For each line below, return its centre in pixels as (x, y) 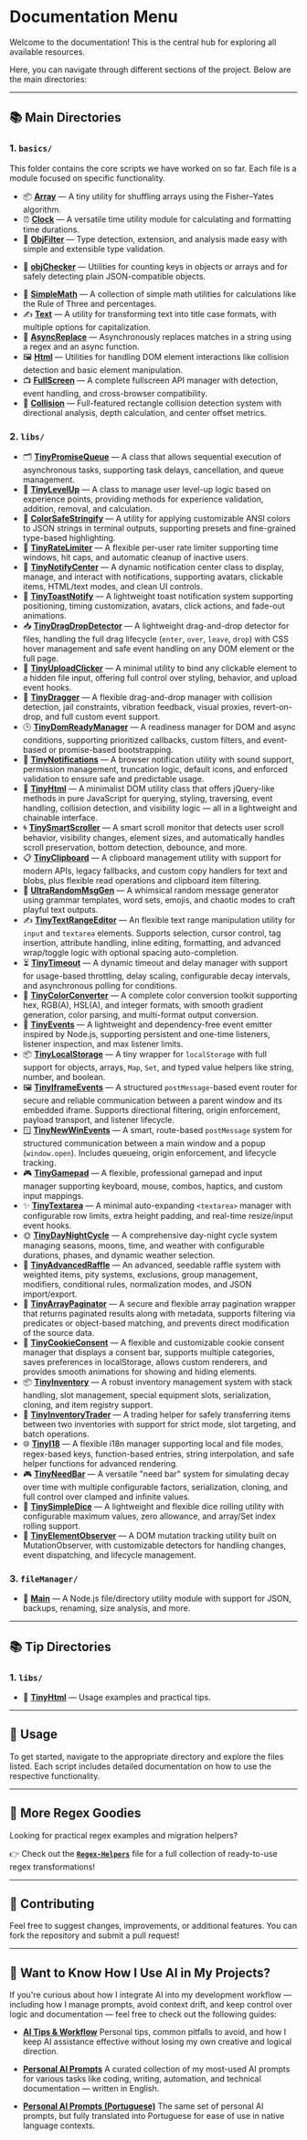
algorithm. (42, 209)
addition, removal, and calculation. (87, 508)
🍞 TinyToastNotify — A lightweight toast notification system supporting (158, 596)
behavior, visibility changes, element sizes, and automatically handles (153, 837)
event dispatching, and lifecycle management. (109, 1554)
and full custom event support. (103, 716)
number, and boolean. (64, 1076)
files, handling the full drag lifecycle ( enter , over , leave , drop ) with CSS (156, 639)
